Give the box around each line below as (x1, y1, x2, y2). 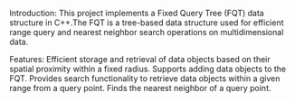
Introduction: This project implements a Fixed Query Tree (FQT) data (9, 8, 264, 18)
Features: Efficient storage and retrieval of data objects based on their (9, 54, 271, 64)
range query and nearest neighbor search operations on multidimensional (9, 27, 284, 37)
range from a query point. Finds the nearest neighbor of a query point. (9, 83, 271, 93)
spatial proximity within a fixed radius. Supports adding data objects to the (9, 63, 287, 74)
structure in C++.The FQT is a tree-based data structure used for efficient (9, 17, 284, 28)
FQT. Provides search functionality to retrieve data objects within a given (9, 73, 281, 84)
